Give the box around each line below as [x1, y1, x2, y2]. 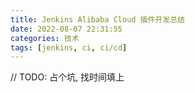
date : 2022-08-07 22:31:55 [10, 24, 123, 34]
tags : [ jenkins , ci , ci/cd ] [10, 42, 128, 53]
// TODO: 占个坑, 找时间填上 [10, 71, 125, 83]
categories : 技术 [10, 33, 80, 43]
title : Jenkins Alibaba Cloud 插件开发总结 [10, 14, 185, 25]
